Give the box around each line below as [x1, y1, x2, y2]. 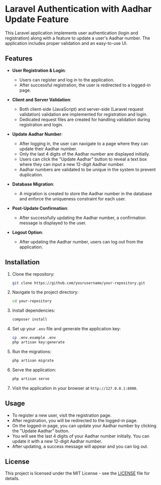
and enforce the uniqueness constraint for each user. [19, 196, 126, 202]
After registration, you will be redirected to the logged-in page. [12, 417, 138, 423]
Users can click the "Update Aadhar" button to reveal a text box [19, 156, 147, 162]
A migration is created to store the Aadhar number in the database [19, 190, 152, 196]
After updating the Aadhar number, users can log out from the [19, 239, 143, 244]
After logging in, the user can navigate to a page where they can [19, 141, 148, 146]
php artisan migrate [12, 358, 54, 363]
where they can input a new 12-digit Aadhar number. [19, 161, 125, 167]
